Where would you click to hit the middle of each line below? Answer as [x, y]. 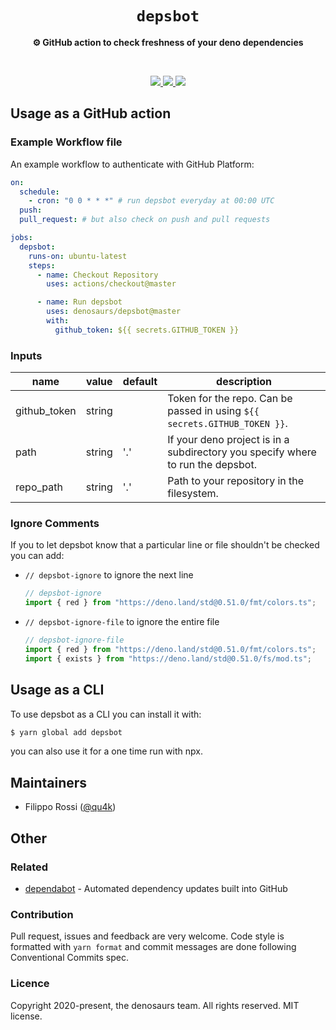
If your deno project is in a [228, 440]
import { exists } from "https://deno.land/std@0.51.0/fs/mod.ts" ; [168, 658]
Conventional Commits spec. [70, 958]
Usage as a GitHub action [91, 113]
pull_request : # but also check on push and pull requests [145, 220]
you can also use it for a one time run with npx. [106, 751]
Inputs [26, 355]
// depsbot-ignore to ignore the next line [109, 575]
